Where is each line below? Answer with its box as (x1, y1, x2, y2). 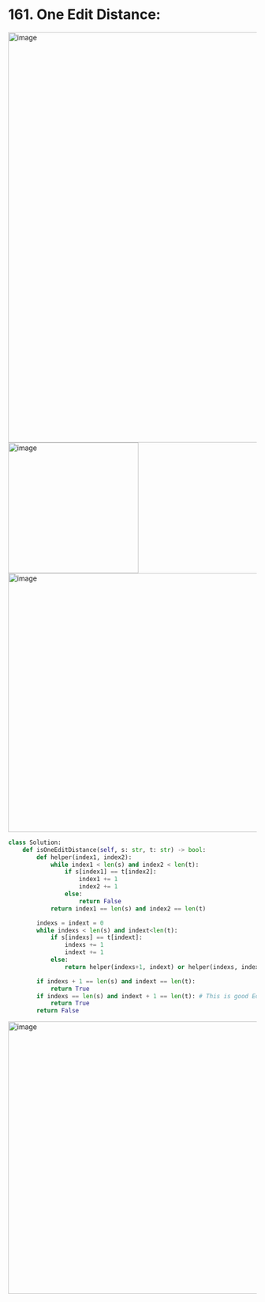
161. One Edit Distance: (8, 6, 161, 24)
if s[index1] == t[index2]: (64, 868, 157, 876)
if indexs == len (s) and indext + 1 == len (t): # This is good (36, 992, 248, 1000)
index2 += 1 (78, 883, 118, 891)
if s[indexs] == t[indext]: (50, 933, 144, 942)
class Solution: (8, 838, 62, 846)
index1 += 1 (78, 876, 118, 884)
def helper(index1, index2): (36, 853, 132, 861)
